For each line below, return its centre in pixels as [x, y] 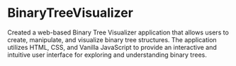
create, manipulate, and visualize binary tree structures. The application [112, 39]
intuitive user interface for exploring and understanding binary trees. [107, 55]
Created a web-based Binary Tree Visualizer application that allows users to [118, 32]
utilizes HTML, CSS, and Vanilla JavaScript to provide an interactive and [112, 47]
